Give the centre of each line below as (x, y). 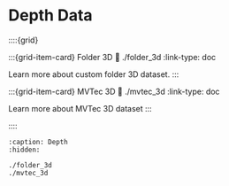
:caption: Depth (38, 142)
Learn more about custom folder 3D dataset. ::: (94, 74)
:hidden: (24, 150)
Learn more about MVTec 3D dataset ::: (80, 108)
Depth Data (51, 15)
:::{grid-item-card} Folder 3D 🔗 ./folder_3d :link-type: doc (112, 57)
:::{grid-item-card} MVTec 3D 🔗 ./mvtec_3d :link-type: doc (114, 91)
